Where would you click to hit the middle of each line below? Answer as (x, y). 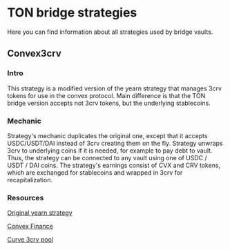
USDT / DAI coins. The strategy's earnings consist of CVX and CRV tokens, (114, 165)
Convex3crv (34, 54)
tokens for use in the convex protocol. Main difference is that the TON (106, 95)
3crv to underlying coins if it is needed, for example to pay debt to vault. (110, 151)
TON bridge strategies (72, 13)
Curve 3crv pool (30, 240)
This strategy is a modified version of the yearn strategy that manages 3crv (115, 88)
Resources (26, 198)
